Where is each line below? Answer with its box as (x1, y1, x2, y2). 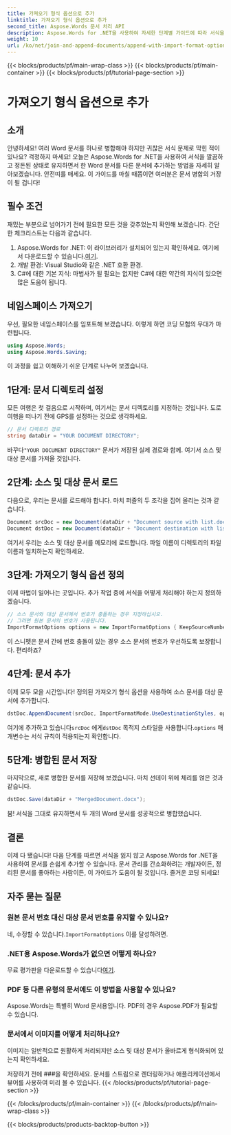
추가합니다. (19, 696, 50, 704)
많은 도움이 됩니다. (16, 277, 67, 286)
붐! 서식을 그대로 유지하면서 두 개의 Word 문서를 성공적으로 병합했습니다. (7, 809, 202, 818)
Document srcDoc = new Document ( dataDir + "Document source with (7, 518, 198, 525)
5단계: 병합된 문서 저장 (7, 754, 98, 766)
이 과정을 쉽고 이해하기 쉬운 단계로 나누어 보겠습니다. (7, 362, 148, 370)
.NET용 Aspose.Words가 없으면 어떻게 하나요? (7, 949, 157, 958)
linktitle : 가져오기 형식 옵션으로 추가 (7, 17, 107, 23)
